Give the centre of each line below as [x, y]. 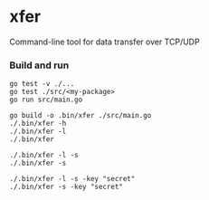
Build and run [39, 65]
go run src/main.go [46, 100]
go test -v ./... [42, 84]
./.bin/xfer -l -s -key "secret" [72, 179]
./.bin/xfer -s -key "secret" [66, 187]
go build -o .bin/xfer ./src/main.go [81, 116]
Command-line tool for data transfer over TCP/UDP [105, 42]
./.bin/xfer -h [38, 124]
